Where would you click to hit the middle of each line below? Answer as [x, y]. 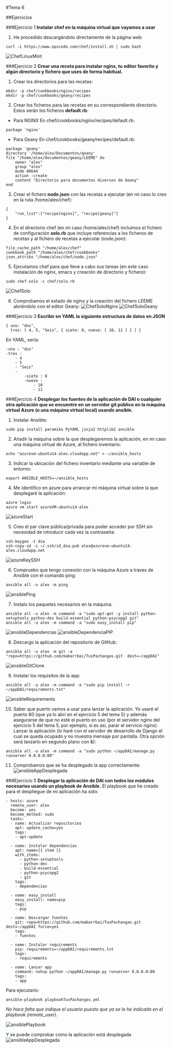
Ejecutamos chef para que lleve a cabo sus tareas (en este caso [81, 266]
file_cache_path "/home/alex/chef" [44, 248]
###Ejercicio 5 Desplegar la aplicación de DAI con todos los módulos [80, 781]
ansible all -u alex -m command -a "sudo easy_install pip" [71, 623]
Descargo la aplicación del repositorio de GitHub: [65, 642]
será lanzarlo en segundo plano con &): [55, 742]
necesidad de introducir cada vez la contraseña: [64, 532]
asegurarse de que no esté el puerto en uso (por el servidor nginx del [87, 720]
